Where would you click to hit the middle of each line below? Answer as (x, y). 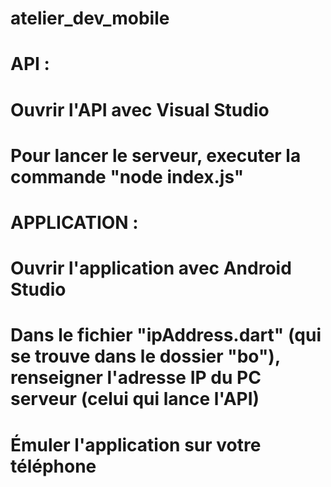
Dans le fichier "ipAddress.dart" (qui (166, 335)
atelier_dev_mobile (90, 18)
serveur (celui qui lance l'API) (135, 399)
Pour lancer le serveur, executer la (156, 155)
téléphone (53, 466)
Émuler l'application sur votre (136, 444)
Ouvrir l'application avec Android (151, 268)
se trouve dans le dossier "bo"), (145, 356)
